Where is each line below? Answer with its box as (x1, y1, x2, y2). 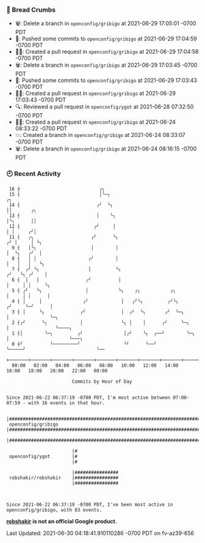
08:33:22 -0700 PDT (15, 125, 68, 132)
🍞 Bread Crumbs (6, 6, 56, 14)
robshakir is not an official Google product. (6, 517, 117, 525)
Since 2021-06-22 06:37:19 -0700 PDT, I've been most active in (6, 501, 173, 508)
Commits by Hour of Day (71, 379, 132, 385)
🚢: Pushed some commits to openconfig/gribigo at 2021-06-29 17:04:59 (15, 35, 197, 42)
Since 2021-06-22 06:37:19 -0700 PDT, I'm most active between (6, 394, 171, 401)
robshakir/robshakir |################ (9, 475, 119, 481)
